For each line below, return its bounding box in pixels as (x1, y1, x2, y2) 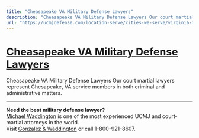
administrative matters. (6, 90, 62, 97)
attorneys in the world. (24, 119, 79, 126)
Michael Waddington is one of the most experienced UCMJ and (6, 113, 161, 120)
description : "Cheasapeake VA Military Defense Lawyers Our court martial (6, 14, 195, 20)
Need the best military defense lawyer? (6, 107, 105, 114)
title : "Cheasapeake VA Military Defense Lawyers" (6, 8, 134, 15)
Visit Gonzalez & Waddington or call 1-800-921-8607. (6, 125, 136, 133)
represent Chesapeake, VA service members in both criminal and (6, 83, 165, 90)
